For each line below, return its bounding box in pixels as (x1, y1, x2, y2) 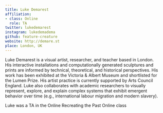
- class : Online (5, 16, 38, 21)
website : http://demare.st (5, 39, 60, 44)
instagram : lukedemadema (5, 30, 55, 35)
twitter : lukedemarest (5, 25, 51, 30)
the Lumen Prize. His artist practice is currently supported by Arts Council (5, 77, 153, 83)
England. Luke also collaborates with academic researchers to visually (5, 82, 146, 88)
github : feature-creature (5, 35, 57, 39)
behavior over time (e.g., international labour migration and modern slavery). (5, 93, 158, 99)
